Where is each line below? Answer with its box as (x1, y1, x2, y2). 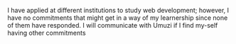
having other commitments (7, 28, 87, 37)
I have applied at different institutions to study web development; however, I (7, 6, 230, 14)
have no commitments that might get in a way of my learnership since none (7, 13, 228, 22)
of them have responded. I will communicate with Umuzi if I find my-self (7, 21, 218, 29)
